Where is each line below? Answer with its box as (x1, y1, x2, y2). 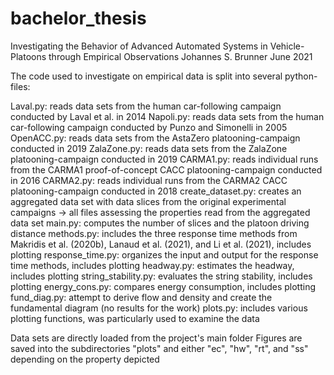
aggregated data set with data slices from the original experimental (10, 195, 287, 207)
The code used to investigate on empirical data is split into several (10, 70, 283, 82)
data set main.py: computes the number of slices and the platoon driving (10, 217, 310, 229)
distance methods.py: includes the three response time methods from (10, 227, 298, 239)
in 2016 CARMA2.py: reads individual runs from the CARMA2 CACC (10, 174, 288, 186)
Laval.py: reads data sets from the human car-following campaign (10, 100, 282, 112)
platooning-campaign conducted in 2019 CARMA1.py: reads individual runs (10, 153, 319, 165)
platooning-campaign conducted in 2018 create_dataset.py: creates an (10, 185, 302, 197)
